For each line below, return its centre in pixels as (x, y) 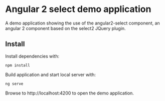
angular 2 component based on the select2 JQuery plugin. (66, 28)
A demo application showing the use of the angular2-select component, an (83, 23)
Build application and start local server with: (51, 74)
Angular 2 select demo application (78, 9)
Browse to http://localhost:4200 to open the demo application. (70, 93)
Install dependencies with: (32, 56)
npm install (18, 65)
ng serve (14, 83)
